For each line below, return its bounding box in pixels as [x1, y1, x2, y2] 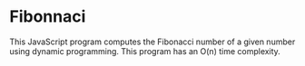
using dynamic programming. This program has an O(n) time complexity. [9, 45, 281, 56]
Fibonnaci [9, 6, 86, 27]
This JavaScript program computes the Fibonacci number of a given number [9, 36, 296, 47]
